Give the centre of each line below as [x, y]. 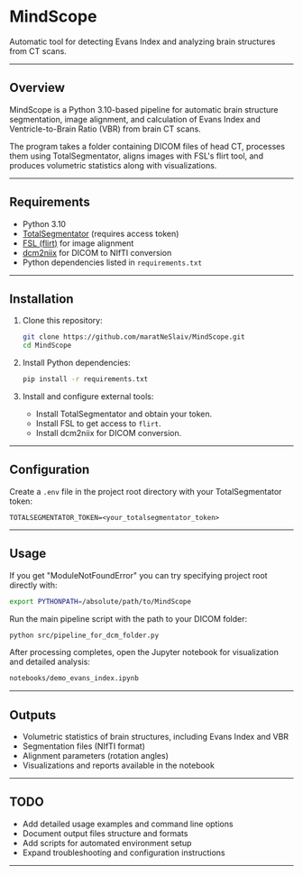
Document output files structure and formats [105, 833]
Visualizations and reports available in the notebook [118, 766]
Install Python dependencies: [76, 363]
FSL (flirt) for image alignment [78, 243]
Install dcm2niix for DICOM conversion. [109, 433]
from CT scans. [38, 50]
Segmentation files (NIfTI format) [84, 746]
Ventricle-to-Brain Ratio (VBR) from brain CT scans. [105, 129]
